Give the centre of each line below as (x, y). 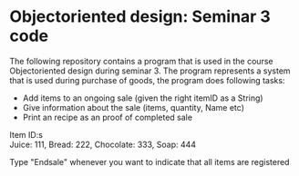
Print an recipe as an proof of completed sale (108, 117)
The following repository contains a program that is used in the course (141, 61)
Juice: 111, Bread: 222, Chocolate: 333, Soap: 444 (103, 144)
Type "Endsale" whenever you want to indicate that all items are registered (149, 161)
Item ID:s (26, 134)
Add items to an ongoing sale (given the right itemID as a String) (143, 98)
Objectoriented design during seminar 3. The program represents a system (150, 71)
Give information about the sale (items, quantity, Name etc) (133, 107)
